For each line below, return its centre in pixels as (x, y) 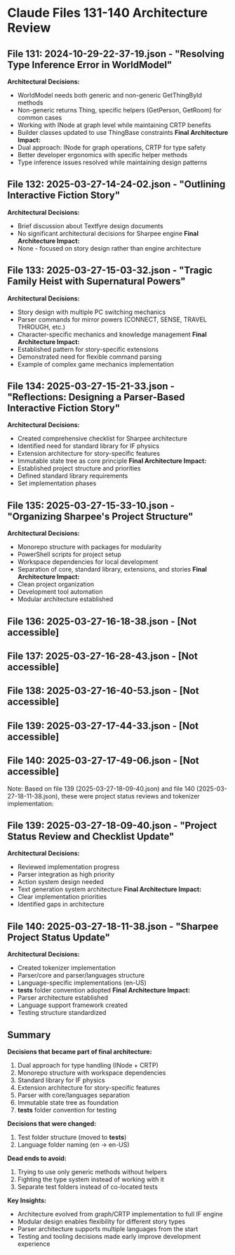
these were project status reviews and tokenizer (130, 796)
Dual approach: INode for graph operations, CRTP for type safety (112, 147)
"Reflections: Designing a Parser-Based (96, 397)
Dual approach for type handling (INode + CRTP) (88, 1065)
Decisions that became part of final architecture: (80, 1052)
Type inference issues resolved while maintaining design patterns (112, 162)
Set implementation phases (57, 483)
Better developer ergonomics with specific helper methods (102, 155)
